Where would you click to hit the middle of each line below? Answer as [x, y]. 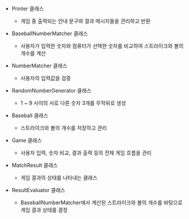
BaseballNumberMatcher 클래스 [50, 33]
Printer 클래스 [28, 8]
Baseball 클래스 [30, 115]
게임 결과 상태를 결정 [44, 210]
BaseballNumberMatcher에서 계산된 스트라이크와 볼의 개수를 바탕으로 [102, 203]
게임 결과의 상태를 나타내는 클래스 [59, 178]
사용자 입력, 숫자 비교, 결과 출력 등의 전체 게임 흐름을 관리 [86, 153]
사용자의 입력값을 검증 [46, 78]
